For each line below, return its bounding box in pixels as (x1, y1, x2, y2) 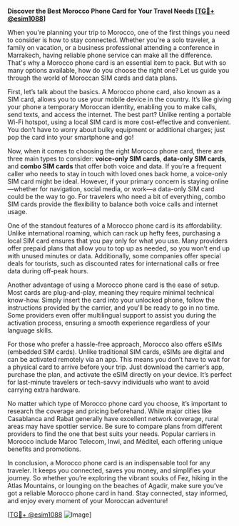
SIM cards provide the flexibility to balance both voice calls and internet (7, 200, 218, 208)
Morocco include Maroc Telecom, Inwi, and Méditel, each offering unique (7, 438, 223, 445)
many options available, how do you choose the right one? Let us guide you (7, 66, 230, 74)
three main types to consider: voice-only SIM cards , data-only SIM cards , (7, 154, 227, 163)
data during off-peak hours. (7, 267, 89, 275)
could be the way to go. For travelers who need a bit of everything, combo (7, 193, 226, 201)
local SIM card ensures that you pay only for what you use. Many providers (7, 236, 228, 245)
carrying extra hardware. (7, 385, 81, 394)
